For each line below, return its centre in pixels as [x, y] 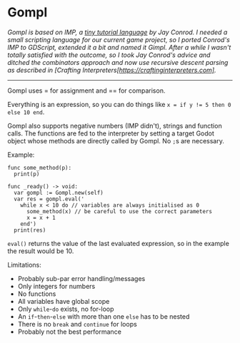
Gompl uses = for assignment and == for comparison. [86, 91]
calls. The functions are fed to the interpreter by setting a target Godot [111, 133]
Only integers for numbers [56, 286]
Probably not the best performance [69, 332]
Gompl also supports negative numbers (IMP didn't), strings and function [115, 126]
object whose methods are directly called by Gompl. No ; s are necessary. [116, 140]
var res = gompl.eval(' [49, 199]
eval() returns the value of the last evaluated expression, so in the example [119, 243]
